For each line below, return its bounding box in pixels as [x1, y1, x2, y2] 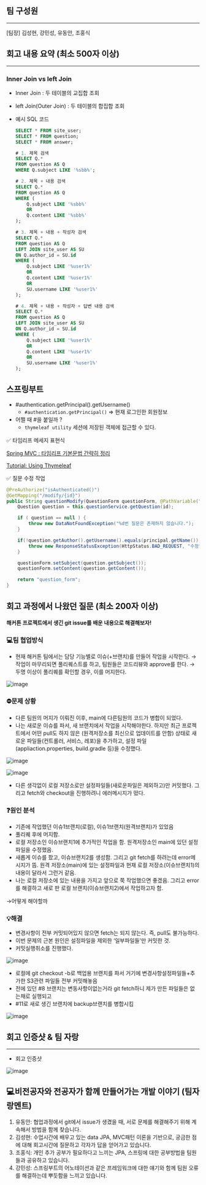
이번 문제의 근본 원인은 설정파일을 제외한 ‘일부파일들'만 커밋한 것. [15, 937, 170, 945]
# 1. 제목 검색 [15, 150, 49, 156]
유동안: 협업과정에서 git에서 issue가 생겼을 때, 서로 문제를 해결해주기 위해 [15, 1118, 191, 1126]
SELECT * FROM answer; [15, 139, 74, 145]
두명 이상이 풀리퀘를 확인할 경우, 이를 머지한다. [15, 668, 127, 676]
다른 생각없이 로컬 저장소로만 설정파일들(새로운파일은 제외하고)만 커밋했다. [15, 781, 193, 789]
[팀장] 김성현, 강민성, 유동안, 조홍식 [6, 29, 91, 36]
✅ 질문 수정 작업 [6, 474, 45, 481]
